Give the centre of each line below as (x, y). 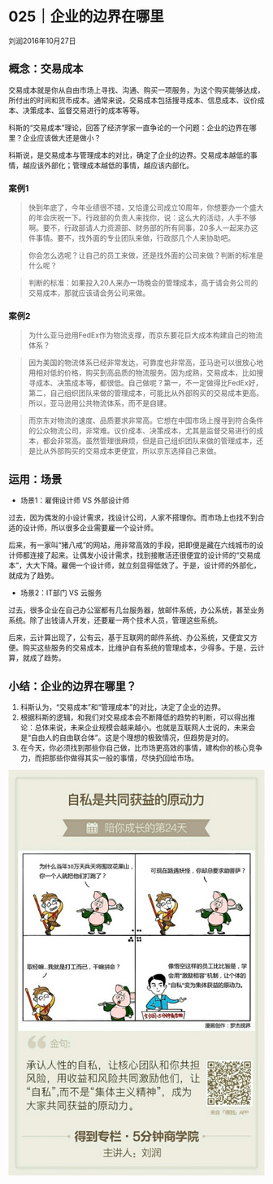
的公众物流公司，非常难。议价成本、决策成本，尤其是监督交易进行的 (142, 431)
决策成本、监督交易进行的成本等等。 (83, 110)
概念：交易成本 (46, 69)
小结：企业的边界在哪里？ (72, 686)
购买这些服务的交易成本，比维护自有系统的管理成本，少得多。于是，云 (140, 648)
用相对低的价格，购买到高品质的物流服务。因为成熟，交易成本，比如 (142, 373)
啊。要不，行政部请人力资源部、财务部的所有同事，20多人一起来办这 (143, 228)
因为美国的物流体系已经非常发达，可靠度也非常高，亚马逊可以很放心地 (146, 363)
